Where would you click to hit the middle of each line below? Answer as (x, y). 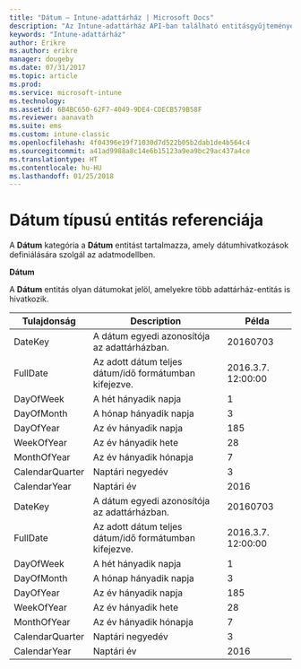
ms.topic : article (43, 76)
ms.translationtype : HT (54, 159)
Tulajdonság (49, 321)
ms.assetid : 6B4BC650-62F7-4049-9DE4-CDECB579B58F (106, 109)
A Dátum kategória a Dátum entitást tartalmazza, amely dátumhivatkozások (149, 245)
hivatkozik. (29, 299)
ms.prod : (26, 84)
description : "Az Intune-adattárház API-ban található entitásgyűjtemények (154, 26)
